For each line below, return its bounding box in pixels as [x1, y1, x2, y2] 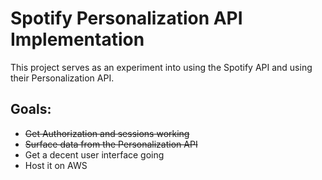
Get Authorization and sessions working [24, 127, 190, 139]
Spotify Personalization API [10, 7, 243, 30]
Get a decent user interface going [24, 148, 165, 161]
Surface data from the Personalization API [24, 138, 198, 150]
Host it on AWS [24, 159, 88, 171]
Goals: [10, 101, 52, 118]
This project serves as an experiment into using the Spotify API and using [10, 61, 313, 73]
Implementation [10, 28, 145, 51]
